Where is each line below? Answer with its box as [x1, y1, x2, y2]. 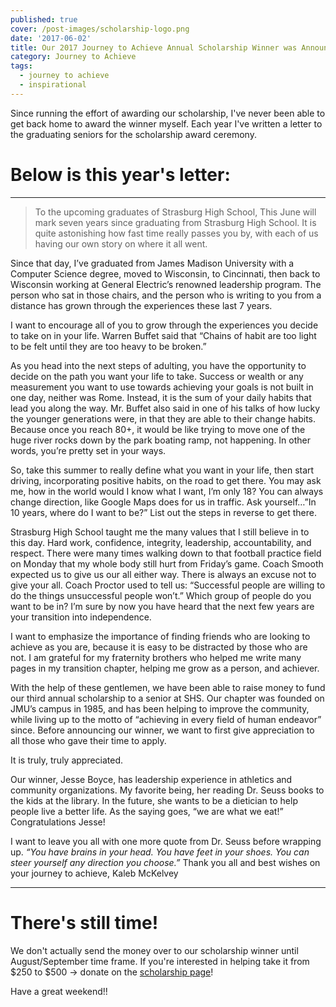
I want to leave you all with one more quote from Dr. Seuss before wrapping [10, 835, 322, 847]
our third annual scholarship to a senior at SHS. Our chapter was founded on [10, 692, 325, 704]
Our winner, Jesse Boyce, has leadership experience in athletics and [10, 773, 293, 785]
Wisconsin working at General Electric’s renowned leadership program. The [10, 278, 322, 290]
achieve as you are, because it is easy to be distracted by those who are [10, 641, 308, 653]
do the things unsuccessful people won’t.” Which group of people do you [10, 589, 312, 601]
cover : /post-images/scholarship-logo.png [10, 24, 190, 34]
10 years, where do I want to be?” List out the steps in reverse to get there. [10, 506, 317, 518]
